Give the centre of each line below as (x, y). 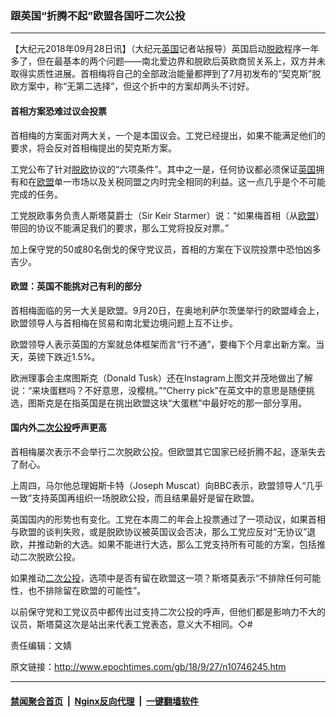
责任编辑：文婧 (41, 645)
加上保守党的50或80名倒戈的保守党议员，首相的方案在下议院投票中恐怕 (157, 249)
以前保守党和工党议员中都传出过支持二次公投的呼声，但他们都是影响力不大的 (168, 611)
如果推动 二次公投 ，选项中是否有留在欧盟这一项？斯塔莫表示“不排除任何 (157, 578)
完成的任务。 (36, 194)
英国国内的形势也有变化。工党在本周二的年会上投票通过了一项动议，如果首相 (168, 519)
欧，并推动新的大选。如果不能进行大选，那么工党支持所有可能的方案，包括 (163, 544)
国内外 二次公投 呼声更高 (58, 428)
